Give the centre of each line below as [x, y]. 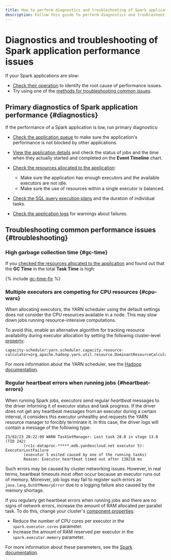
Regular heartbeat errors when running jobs [61, 383]
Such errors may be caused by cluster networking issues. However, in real [83, 468]
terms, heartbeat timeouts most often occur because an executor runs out [83, 474]
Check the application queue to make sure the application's [75, 137]
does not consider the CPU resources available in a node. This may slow [81, 315]
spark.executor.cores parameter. [48, 526]
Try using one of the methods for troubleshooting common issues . [82, 91]
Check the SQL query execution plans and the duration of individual [84, 198]
